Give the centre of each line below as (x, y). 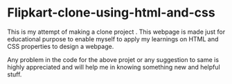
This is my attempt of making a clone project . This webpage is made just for (116, 32)
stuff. (15, 74)
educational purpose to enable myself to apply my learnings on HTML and (113, 39)
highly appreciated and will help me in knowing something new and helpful (114, 67)
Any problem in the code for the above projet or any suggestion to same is (113, 59)
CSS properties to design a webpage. (61, 46)
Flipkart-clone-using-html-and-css (111, 13)
